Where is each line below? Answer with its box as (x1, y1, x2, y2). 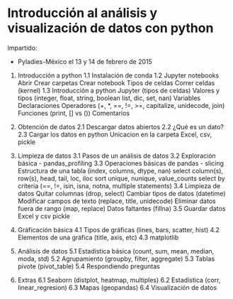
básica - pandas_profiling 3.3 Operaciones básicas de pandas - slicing (17, 158, 225, 168)
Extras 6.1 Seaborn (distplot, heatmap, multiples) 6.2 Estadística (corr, (17, 276, 221, 284)
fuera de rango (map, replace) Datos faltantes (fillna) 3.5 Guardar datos (17, 204, 226, 212)
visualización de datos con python (7, 20, 214, 36)
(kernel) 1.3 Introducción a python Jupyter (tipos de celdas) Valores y (17, 86, 220, 94)
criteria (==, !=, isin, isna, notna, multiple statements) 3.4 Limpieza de (17, 181, 221, 190)
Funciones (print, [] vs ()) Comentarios (17, 109, 130, 117)
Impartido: (7, 43, 38, 52)
